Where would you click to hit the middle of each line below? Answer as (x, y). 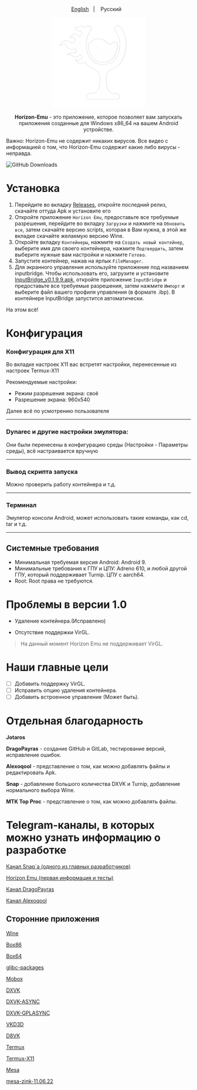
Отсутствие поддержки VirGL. (52, 633)
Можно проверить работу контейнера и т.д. (61, 485)
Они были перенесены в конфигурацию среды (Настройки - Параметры (97, 445)
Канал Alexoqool (26, 901)
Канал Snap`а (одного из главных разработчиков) (68, 867)
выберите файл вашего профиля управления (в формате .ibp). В (95, 292)
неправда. (19, 153)
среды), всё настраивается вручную (52, 451)
